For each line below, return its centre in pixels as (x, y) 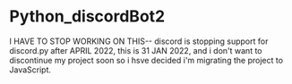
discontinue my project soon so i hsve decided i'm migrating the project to (146, 60)
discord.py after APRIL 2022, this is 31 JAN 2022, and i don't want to (136, 50)
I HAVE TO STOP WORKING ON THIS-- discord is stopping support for (139, 41)
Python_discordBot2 (87, 17)
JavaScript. (30, 70)
